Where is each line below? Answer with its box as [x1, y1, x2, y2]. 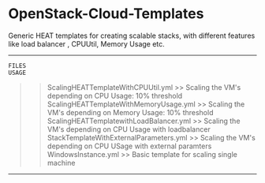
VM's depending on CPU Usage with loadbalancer [47, 124, 211, 134]
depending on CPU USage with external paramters [47, 141, 212, 151]
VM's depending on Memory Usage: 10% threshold [47, 107, 214, 117]
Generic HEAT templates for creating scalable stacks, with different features [8, 31, 256, 40]
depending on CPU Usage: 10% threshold [47, 91, 183, 100]
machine [47, 158, 76, 167]
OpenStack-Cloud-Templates [8, 5, 204, 23]
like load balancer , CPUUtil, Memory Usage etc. [8, 39, 166, 48]
